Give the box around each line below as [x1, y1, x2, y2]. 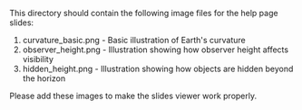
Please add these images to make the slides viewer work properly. [9, 90, 258, 101]
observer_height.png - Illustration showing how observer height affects [22, 44, 288, 55]
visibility [22, 54, 54, 64]
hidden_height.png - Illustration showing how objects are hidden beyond [22, 63, 294, 74]
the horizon [22, 73, 66, 84]
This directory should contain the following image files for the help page [9, 8, 278, 18]
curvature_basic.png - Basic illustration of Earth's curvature [22, 35, 247, 45]
